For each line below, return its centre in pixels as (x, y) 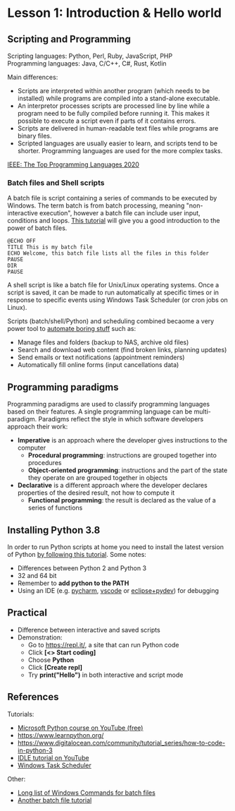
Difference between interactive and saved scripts (89, 630)
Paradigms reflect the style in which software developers (121, 419)
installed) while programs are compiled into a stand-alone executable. (119, 98)
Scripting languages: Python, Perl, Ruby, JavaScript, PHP (90, 56)
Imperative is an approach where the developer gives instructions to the (122, 440)
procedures (45, 463)
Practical (27, 613)
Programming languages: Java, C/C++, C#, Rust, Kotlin (87, 64)
